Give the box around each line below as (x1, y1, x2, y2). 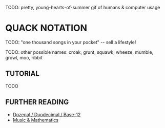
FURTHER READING (5, 98, 69, 106)
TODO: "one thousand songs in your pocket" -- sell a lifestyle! (5, 39, 136, 45)
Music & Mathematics (12, 117, 59, 123)
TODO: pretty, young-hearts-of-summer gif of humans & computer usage (5, 5, 160, 10)
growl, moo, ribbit (5, 54, 43, 60)
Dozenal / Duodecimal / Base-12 (12, 111, 81, 117)
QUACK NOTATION (5, 23, 88, 34)
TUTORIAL (5, 69, 40, 78)
